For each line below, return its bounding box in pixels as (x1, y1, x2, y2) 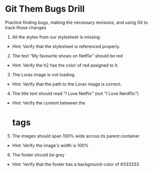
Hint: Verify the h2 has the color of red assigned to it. (12, 62, 119, 68)
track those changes (5, 24, 46, 30)
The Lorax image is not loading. (12, 71, 76, 77)
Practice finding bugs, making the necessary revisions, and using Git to (5, 19, 148, 25)
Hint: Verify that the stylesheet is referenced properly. (12, 43, 120, 49)
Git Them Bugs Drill (5, 3, 85, 15)
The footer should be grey (12, 152, 65, 157)
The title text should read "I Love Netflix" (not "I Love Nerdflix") (12, 90, 139, 96)
